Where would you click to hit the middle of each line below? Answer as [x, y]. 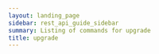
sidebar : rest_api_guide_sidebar [64, 23]
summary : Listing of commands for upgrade [79, 30]
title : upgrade [33, 38]
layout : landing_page [44, 15]
